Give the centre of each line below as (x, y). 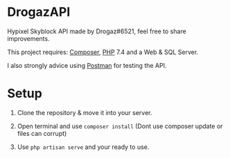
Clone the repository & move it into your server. (85, 112)
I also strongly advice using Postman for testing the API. (87, 65)
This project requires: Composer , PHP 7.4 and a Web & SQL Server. (103, 52)
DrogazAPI (39, 12)
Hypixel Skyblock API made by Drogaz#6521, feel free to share (97, 31)
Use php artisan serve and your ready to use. (83, 147)
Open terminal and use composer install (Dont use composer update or (120, 126)
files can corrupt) (42, 133)
